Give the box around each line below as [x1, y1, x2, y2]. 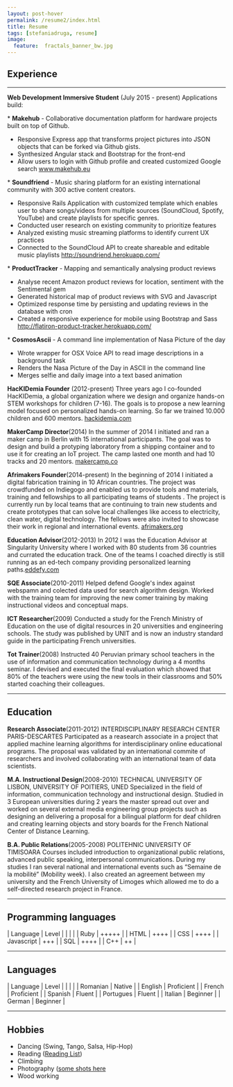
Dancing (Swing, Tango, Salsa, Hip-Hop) [17, 1042, 133, 1051]
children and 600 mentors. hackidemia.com [7, 414, 132, 422]
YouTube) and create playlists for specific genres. [17, 214, 159, 222]
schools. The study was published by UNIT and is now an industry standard [7, 629, 223, 637]
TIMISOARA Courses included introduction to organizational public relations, [7, 848, 225, 856]
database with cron [17, 307, 73, 315]
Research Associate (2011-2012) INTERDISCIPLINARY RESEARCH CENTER [7, 725, 221, 733]
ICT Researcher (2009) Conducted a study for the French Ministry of [7, 614, 203, 622]
